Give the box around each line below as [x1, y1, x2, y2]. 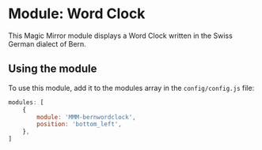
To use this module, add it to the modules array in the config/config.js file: [8, 83, 255, 92]
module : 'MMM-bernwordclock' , [36, 113, 136, 121]
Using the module [8, 62, 97, 76]
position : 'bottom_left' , [36, 120, 123, 129]
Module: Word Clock [8, 5, 146, 23]
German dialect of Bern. [8, 39, 86, 48]
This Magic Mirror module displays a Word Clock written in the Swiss [8, 31, 234, 40]
